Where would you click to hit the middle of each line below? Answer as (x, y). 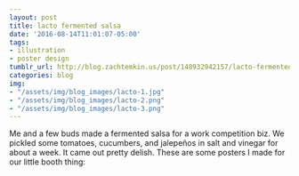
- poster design (39, 59)
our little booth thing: (48, 162)
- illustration (37, 51)
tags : (19, 42)
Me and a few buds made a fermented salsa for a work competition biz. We (147, 133)
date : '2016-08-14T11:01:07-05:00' (75, 34)
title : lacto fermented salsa (65, 26)
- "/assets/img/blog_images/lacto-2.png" (87, 100)
